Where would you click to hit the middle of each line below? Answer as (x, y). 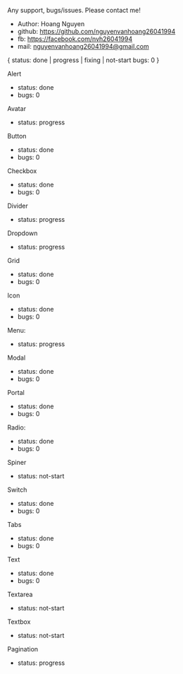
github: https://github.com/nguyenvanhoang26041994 (96, 31)
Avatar (17, 108)
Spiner (17, 462)
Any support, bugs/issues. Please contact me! (74, 10)
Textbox (19, 622)
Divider (18, 206)
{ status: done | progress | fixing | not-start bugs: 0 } (83, 60)
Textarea (20, 594)
